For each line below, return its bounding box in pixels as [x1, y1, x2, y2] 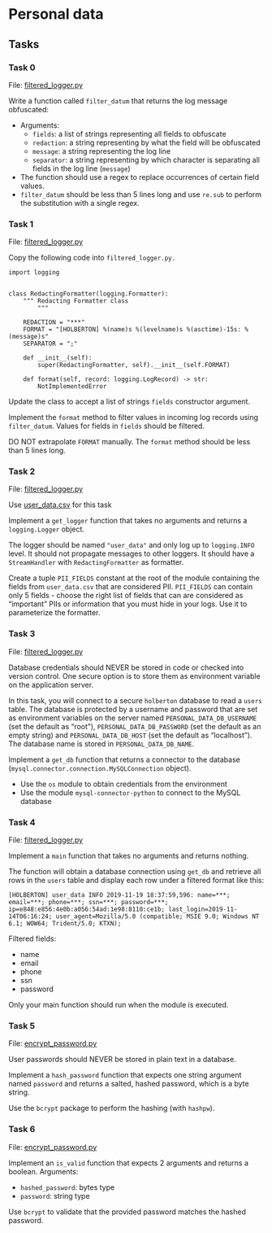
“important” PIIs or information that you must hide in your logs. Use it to [8, 599, 248, 609]
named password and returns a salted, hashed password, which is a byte [8, 1079, 249, 1089]
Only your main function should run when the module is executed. [8, 1000, 229, 1010]
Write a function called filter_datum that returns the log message [8, 95, 228, 106]
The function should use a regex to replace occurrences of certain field [19, 172, 260, 181]
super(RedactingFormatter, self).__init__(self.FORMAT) [37, 361, 231, 369]
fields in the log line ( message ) [32, 164, 131, 173]
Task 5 [8, 1020, 35, 1031]
